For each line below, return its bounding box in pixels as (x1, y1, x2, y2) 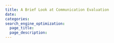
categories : (5, 16, 30, 21)
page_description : (9, 30, 48, 35)
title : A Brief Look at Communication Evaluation (5, 7, 110, 12)
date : (5, 12, 16, 17)
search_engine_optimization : (5, 21, 65, 26)
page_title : (9, 26, 35, 31)
